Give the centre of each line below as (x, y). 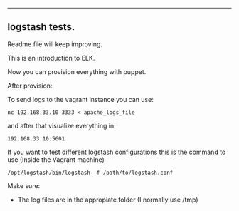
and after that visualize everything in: (62, 125)
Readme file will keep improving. (55, 44)
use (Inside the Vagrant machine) (56, 159)
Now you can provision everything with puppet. (77, 71)
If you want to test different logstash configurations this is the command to (117, 152)
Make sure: (24, 185)
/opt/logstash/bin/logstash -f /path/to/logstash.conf (90, 173)
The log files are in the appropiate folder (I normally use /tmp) (108, 200)
